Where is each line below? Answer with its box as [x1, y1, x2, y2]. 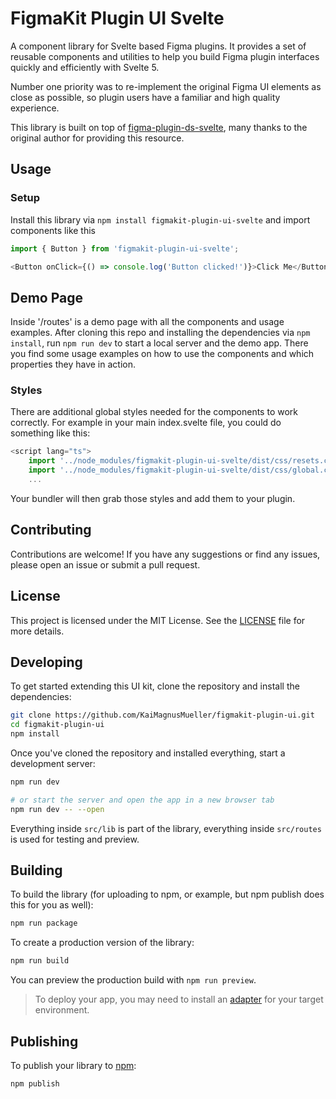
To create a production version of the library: [10, 937, 195, 949]
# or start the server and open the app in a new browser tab [10, 795, 275, 805]
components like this [10, 224, 96, 236]
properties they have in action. [10, 358, 136, 371]
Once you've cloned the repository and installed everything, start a [10, 747, 286, 759]
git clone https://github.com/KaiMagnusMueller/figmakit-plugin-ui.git [10, 710, 315, 721]
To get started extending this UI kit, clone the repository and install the [10, 680, 300, 692]
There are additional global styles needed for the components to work [10, 406, 298, 418]
